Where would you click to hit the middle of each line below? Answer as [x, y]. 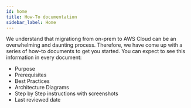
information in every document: [44, 58]
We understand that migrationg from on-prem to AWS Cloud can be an [91, 39]
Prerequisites [30, 75]
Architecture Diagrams [42, 88]
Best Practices [32, 81]
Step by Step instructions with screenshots [66, 93]
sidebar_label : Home [31, 22]
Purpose [25, 69]
